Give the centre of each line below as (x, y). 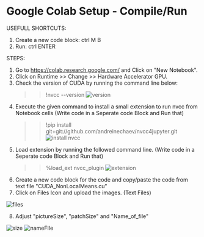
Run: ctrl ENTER (35, 46)
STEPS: (16, 58)
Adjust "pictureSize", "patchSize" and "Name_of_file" (82, 216)
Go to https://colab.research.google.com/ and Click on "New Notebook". (106, 70)
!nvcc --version (65, 94)
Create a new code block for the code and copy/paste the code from (101, 179)
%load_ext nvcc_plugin (75, 168)
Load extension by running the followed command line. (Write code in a (105, 149)
